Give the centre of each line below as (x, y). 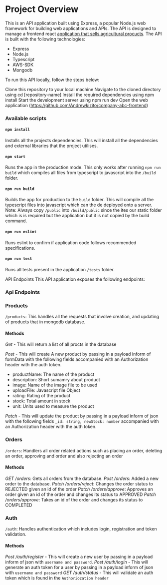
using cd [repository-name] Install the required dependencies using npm (80, 95)
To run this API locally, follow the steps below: (52, 80)
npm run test (19, 259)
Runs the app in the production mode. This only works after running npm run (83, 167)
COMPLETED (19, 505)
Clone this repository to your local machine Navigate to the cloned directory (83, 89)
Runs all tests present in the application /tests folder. (60, 269)
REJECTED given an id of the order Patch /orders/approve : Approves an (79, 489)
